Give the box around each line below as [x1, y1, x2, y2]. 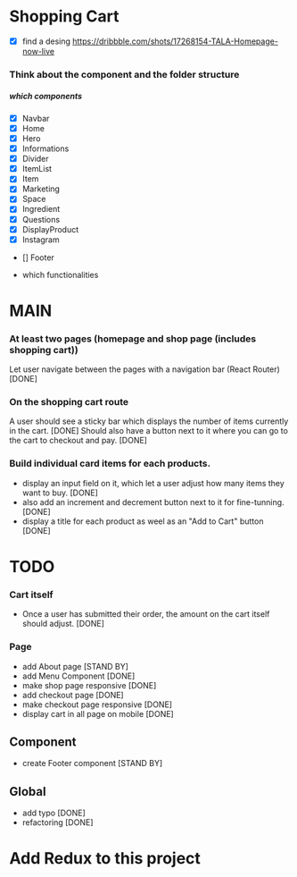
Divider [21, 154, 49, 164]
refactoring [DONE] [21, 817, 94, 828]
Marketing [21, 183, 61, 194]
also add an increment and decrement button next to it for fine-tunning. [21, 496, 285, 507]
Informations [21, 143, 70, 154]
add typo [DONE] [21, 807, 87, 819]
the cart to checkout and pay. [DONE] [9, 435, 147, 446]
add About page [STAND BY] [21, 661, 129, 671]
